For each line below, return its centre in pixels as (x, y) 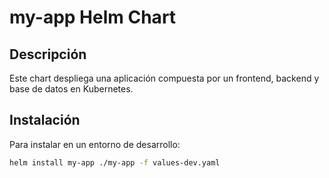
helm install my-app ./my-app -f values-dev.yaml (115, 162)
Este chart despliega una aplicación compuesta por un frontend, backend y (164, 78)
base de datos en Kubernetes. (71, 89)
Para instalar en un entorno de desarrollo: (95, 144)
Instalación (45, 120)
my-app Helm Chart (93, 17)
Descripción (48, 54)
